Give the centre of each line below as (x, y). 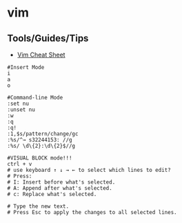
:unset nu (21, 110)
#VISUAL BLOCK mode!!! (40, 158)
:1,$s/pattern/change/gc (43, 134)
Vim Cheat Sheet (41, 55)
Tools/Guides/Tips (48, 38)
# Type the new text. (38, 206)
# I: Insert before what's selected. (61, 182)
